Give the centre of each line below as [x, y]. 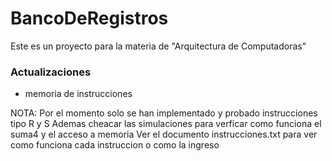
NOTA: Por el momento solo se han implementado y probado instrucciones [164, 113]
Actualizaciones [51, 72]
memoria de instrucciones [78, 94]
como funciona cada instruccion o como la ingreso [115, 145]
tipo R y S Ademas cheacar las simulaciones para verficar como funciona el [166, 124]
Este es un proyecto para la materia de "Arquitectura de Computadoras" [158, 46]
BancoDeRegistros [89, 18]
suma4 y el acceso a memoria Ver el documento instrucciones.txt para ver [164, 134]
